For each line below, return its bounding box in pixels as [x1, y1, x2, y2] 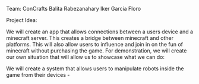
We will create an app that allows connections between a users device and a [6, 28, 194, 35]
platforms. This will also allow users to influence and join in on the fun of [6, 41, 183, 48]
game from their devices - [6, 71, 70, 78]
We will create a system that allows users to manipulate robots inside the [6, 65, 184, 72]
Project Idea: [6, 17, 37, 23]
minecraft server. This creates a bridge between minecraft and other [6, 35, 174, 41]
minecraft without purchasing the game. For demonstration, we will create [6, 47, 187, 54]
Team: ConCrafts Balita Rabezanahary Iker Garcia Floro [6, 5, 141, 12]
